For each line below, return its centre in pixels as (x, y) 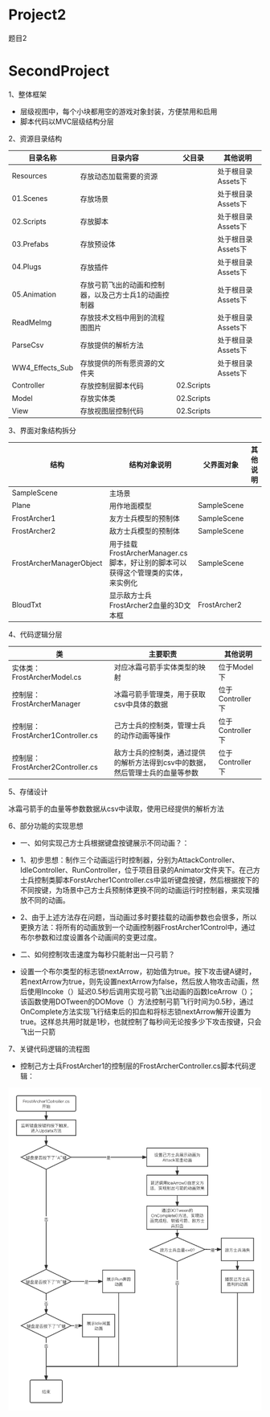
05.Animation (34, 294)
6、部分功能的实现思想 (46, 826)
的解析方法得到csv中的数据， (162, 762)
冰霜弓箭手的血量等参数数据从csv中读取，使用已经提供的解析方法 (117, 809)
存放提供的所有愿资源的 (119, 362)
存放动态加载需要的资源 (119, 176)
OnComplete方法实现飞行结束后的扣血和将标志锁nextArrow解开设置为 (135, 1012)
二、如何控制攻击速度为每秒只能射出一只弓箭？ (97, 955)
